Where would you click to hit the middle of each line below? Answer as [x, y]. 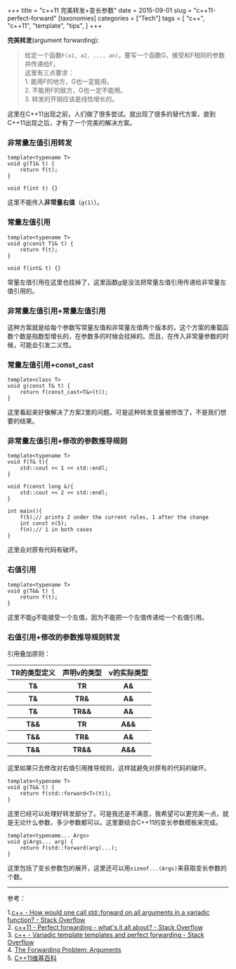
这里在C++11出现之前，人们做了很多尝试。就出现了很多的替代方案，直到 [112, 114]
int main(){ [25, 512]
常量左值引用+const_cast [51, 365]
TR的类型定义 [33, 673]
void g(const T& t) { [39, 386]
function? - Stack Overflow [46, 920]
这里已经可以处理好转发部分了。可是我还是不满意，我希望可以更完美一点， [115, 814]
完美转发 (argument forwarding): [53, 40]
